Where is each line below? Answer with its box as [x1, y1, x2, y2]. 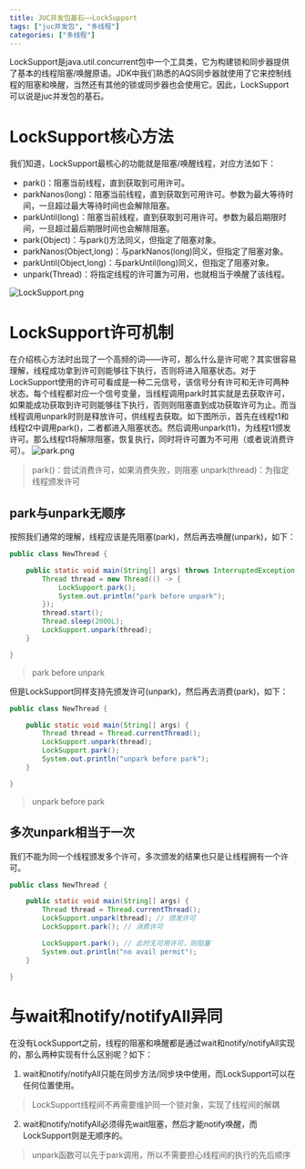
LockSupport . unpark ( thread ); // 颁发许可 [42, 914, 196, 923]
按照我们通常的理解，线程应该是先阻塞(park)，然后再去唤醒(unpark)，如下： [9, 532, 296, 542]
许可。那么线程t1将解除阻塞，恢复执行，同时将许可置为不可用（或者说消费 [9, 434, 287, 445]
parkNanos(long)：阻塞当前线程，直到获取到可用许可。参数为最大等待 [22, 189, 286, 200]
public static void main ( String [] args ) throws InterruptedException [25, 565, 296, 575]
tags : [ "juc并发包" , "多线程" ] [9, 22, 120, 31]
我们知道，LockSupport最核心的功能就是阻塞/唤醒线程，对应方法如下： [9, 158, 276, 169]
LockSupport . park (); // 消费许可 [42, 922, 164, 932]
